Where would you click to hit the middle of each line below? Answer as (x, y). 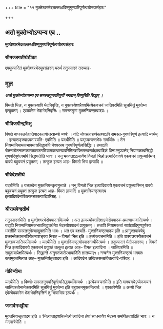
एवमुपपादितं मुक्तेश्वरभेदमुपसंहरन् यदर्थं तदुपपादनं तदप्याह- (48, 68)
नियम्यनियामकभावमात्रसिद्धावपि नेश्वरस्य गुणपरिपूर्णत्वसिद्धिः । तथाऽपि (57, 145)
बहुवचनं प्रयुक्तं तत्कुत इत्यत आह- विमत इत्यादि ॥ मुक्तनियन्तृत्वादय (56, 191)
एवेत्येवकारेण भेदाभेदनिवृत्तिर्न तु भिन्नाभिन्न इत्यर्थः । (42, 293)
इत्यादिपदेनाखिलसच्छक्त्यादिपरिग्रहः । (33, 196)
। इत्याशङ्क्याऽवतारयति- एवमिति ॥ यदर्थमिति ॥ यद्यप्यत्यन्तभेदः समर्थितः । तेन (65, 140)
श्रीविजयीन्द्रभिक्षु (18, 123)
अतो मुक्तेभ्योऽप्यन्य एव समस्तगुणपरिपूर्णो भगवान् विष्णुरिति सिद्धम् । (54, 95)
